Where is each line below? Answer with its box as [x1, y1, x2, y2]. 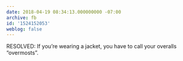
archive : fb [6, 15, 37, 21]
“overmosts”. [6, 49, 38, 57]
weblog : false [6, 26, 43, 32]
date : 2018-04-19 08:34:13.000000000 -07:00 [6, 9, 121, 15]
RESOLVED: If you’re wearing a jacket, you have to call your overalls [6, 43, 177, 50]
